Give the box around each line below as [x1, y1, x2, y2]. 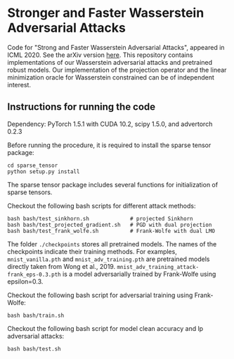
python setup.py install [7, 168, 80, 175]
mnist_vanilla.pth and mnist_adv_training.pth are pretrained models [7, 255, 210, 263]
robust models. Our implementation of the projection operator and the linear [7, 65, 227, 74]
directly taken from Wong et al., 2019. [7, 262, 116, 270]
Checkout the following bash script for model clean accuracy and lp [7, 324, 204, 332]
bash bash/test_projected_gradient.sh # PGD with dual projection [7, 221, 212, 228]
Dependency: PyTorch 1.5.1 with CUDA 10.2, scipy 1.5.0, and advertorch [7, 120, 213, 128]
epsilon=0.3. [7, 277, 44, 286]
